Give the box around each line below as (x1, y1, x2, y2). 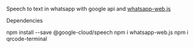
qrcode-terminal (6, 35, 48, 42)
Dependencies (6, 17, 43, 24)
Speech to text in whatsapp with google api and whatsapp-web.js (6, 5, 171, 12)
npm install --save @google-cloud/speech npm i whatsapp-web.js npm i (6, 29, 189, 36)
